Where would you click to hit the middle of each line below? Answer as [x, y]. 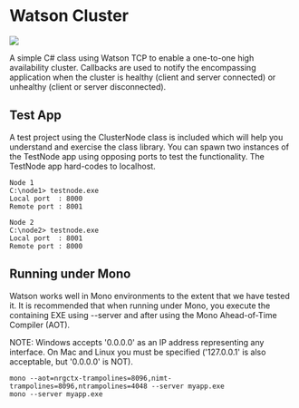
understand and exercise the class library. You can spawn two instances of [149, 147]
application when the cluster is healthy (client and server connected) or [143, 77]
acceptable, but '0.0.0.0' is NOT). [71, 361]
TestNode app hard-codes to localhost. [82, 166]
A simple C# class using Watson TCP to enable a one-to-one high [132, 58]
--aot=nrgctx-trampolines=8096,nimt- [101, 378]
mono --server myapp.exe [56, 394]
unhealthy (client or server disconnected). [88, 86]
